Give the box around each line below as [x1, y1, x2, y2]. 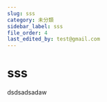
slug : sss [7, 10, 36, 17]
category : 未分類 [7, 17, 54, 23]
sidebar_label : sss [7, 23, 64, 30]
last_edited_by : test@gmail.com [7, 36, 100, 43]
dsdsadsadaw [7, 88, 47, 96]
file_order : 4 [7, 29, 48, 37]
